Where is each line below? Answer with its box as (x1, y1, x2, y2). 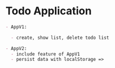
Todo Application (5, 4, 92, 18)
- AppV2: (5, 45, 27, 51)
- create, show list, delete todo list (11, 35, 110, 41)
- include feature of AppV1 (11, 51, 81, 57)
